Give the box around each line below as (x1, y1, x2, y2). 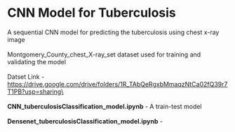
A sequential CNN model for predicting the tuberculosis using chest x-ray (7, 28, 220, 36)
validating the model (7, 57, 67, 66)
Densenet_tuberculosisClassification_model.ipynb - (7, 117, 163, 125)
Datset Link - (7, 72, 45, 81)
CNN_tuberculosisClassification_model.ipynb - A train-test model (7, 102, 202, 110)
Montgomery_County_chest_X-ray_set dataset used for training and (7, 50, 201, 59)
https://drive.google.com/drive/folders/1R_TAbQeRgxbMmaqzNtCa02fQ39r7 (7, 80, 228, 88)
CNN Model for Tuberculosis (7, 5, 177, 21)
